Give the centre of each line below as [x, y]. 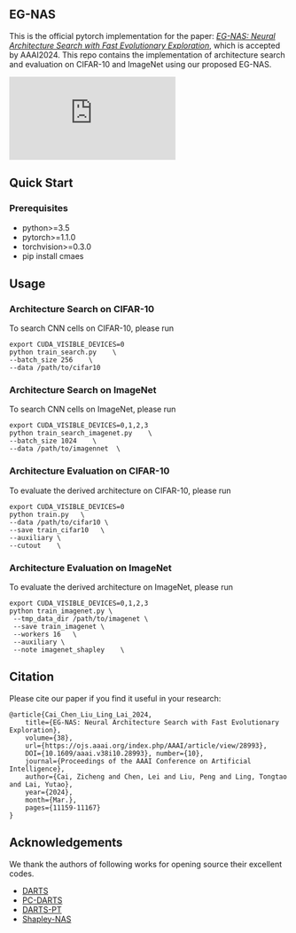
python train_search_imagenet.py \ [81, 434]
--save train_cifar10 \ [57, 530]
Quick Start [41, 183]
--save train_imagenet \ [58, 627]
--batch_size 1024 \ [53, 441]
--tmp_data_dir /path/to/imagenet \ [81, 619]
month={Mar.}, [51, 800]
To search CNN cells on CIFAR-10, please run [92, 328]
